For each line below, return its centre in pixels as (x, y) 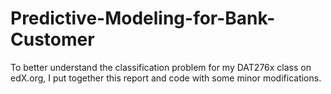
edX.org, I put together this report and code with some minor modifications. (166, 78)
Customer (52, 39)
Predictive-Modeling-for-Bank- (143, 18)
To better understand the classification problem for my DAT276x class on (161, 67)
